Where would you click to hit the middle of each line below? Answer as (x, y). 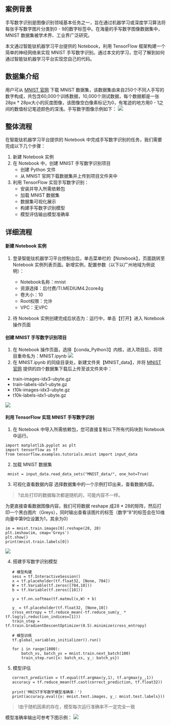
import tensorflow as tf (32, 450)
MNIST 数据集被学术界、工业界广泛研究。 (49, 35)
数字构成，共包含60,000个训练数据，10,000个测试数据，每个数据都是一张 (82, 96)
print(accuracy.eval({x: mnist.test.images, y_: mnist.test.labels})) (89, 697)
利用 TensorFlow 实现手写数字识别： (51, 182)
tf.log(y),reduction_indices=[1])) (43, 617)
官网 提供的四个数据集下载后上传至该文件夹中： (62, 369)
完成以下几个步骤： (25, 146)
